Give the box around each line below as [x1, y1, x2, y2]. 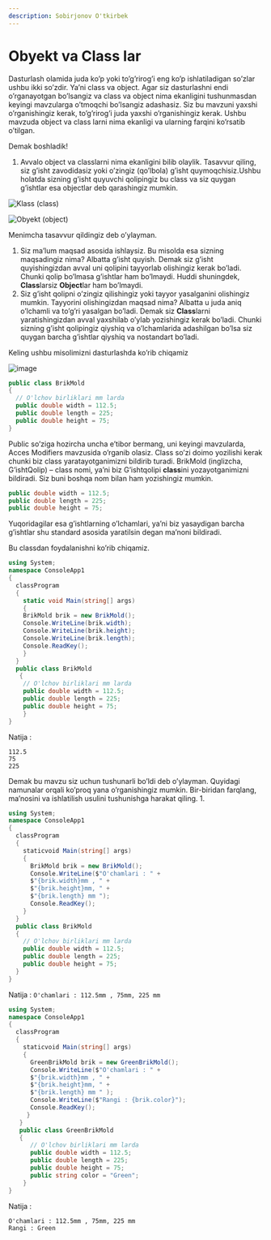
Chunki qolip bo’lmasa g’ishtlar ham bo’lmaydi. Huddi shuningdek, [19, 271, 240, 281]
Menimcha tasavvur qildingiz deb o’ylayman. [8, 230, 158, 239]
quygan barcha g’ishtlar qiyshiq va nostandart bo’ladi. [19, 332, 200, 342]
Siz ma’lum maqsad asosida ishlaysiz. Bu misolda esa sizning [19, 245, 224, 256]
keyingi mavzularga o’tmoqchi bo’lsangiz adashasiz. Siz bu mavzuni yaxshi [8, 99, 258, 110]
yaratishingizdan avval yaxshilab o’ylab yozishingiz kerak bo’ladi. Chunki [19, 314, 262, 325]
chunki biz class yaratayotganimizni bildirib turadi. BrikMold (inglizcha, [8, 456, 243, 466]
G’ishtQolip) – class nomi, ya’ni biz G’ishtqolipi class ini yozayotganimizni [8, 464, 249, 475]
